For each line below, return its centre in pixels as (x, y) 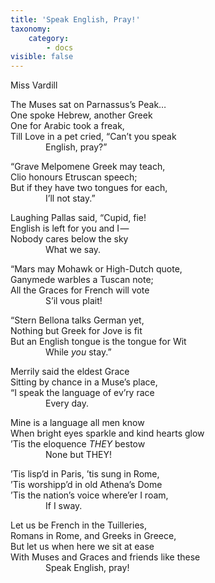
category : (49, 38)
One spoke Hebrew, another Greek (81, 115)
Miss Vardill (34, 85)
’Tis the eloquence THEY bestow (78, 444)
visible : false (42, 57)
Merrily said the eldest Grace (70, 372)
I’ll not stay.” (70, 198)
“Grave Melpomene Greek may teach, (88, 167)
